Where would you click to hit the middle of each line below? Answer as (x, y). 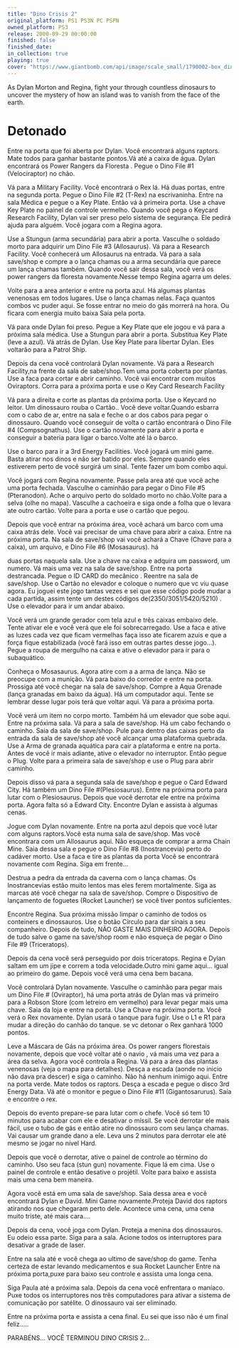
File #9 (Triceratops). (38, 944)
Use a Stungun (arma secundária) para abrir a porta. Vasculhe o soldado (114, 238)
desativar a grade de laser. (46, 1245)
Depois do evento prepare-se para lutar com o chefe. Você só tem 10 (108, 1113)
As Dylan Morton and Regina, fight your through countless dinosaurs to (111, 87)
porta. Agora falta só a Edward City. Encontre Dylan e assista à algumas (113, 805)
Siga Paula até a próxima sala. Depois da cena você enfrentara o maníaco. (116, 1288)
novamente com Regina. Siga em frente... (68, 864)
